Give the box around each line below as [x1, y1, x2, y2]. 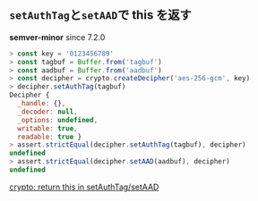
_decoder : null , [17, 107, 78, 116]
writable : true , [17, 123, 78, 133]
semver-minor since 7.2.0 [9, 31, 106, 42]
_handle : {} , [17, 99, 66, 108]
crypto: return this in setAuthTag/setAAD [9, 181, 159, 192]
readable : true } [17, 132, 82, 141]
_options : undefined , [17, 115, 99, 124]
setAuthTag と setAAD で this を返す [9, 7, 193, 23]
